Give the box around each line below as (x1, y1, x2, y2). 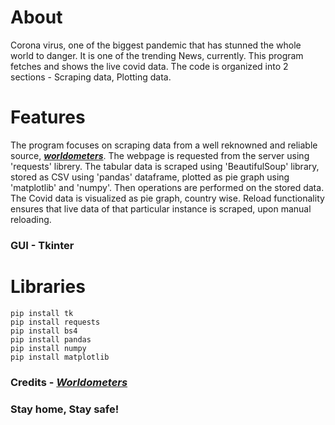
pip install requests (10, 317, 101, 327)
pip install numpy (10, 343, 87, 353)
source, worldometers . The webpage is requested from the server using (10, 149, 310, 161)
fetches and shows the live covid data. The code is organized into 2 (10, 60, 289, 72)
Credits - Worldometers (10, 375, 128, 389)
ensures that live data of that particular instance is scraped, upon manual (10, 202, 312, 215)
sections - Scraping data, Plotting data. (10, 71, 172, 83)
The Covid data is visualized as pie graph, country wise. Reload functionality (10, 192, 325, 204)
